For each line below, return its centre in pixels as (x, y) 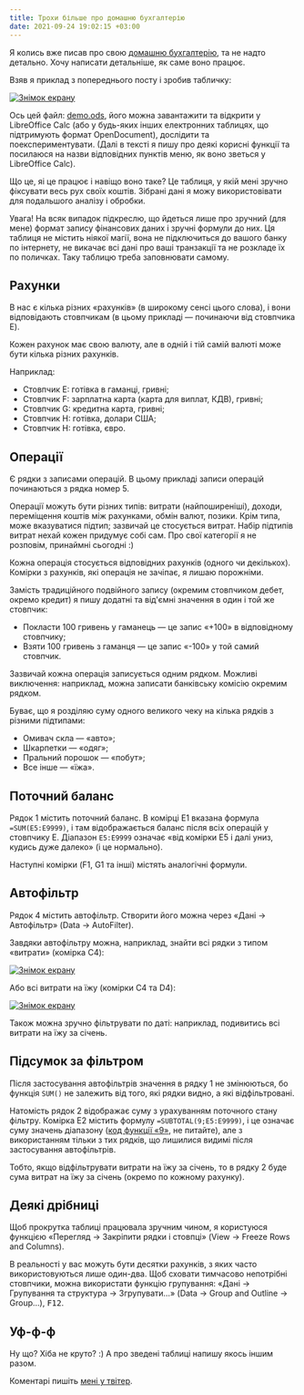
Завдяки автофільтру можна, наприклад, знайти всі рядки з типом (139, 942)
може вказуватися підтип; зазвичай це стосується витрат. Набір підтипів (152, 526)
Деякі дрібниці (54, 1205)
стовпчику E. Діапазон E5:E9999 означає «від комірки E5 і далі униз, (142, 837)
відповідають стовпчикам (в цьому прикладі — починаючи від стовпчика (152, 317)
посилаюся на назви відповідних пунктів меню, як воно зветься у (137, 154)
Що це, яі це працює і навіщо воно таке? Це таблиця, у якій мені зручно (149, 181)
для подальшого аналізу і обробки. (77, 201)
